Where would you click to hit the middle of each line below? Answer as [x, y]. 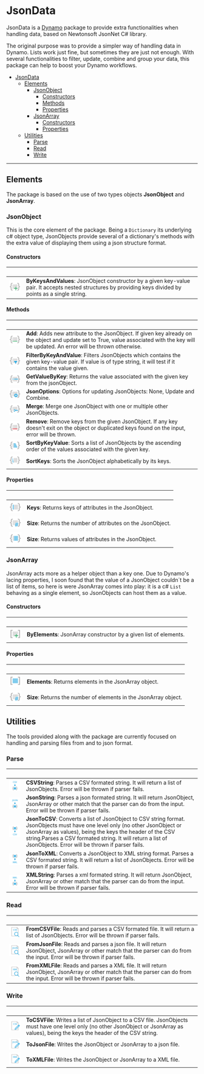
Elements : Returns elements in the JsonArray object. [93, 681]
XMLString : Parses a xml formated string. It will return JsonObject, [109, 875]
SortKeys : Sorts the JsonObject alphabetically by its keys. [98, 461]
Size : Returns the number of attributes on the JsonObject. [99, 523]
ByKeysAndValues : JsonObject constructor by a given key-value [108, 281]
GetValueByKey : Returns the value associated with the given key [107, 376]
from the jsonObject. [51, 383]
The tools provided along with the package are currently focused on [91, 736]
